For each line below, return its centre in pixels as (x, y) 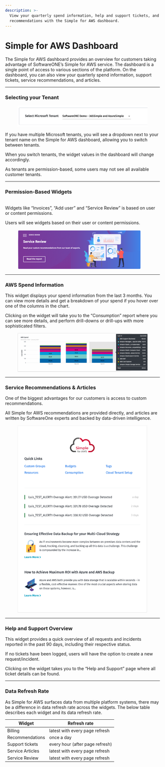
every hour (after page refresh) (80, 744)
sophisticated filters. (26, 326)
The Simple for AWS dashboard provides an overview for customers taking (81, 59)
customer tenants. (24, 175)
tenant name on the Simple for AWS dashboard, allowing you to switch (76, 140)
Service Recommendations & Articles (51, 387)
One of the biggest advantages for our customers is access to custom (76, 398)
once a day (60, 737)
